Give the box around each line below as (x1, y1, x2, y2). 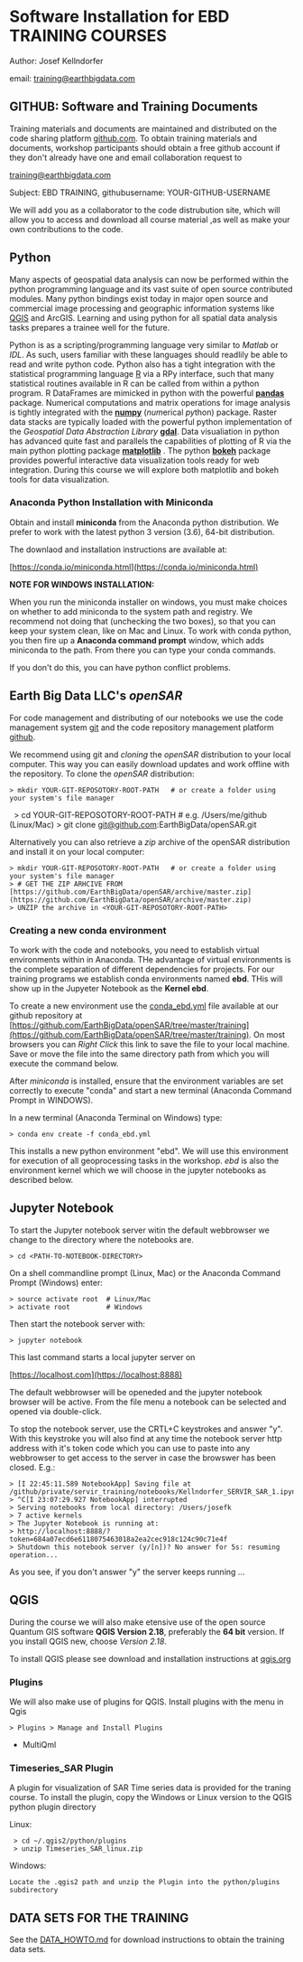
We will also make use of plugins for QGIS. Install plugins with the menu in (9, 1696, 284, 1707)
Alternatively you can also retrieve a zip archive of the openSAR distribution (9, 836, 290, 847)
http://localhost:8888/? (17, 1526, 111, 1535)
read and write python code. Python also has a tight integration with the (9, 359, 276, 370)
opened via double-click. (9, 1405, 102, 1416)
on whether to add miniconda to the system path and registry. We (9, 605, 253, 616)
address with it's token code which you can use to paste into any (9, 1442, 251, 1453)
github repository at (9, 1009, 83, 1020)
